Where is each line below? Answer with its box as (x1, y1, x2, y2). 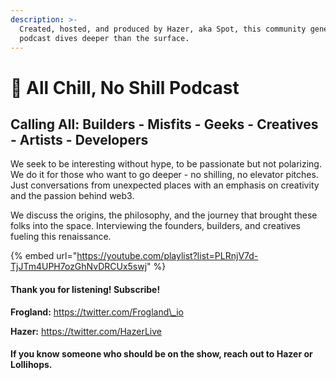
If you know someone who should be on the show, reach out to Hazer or (10, 348, 313, 360)
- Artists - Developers (10, 131, 149, 148)
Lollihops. (10, 359, 53, 371)
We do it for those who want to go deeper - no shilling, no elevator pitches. (10, 169, 319, 181)
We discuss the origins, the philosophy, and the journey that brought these (10, 209, 318, 221)
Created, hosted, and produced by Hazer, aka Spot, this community (19, 24, 307, 34)
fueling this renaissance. (10, 231, 112, 243)
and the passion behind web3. (10, 190, 135, 202)
